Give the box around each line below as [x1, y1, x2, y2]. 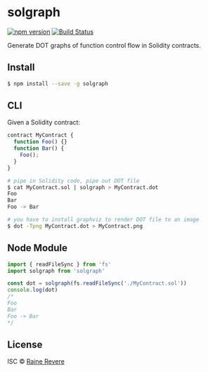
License [7, 338, 43, 350]
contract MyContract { [7, 132, 74, 139]
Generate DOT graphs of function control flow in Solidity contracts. [7, 41, 202, 49]
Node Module [7, 242, 68, 254]
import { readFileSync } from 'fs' [7, 261, 112, 268]
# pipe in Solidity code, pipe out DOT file [7, 177, 140, 184]
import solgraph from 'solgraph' [7, 267, 105, 274]
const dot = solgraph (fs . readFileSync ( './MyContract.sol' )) [7, 280, 188, 287]
